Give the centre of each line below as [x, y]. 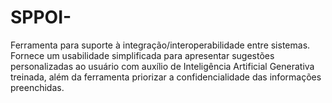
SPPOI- [41, 17]
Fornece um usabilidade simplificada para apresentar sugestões [142, 55]
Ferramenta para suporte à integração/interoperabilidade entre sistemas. [160, 45]
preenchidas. [37, 87]
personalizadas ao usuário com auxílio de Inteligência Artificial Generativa [162, 66]
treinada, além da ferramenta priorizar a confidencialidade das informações [166, 77]
